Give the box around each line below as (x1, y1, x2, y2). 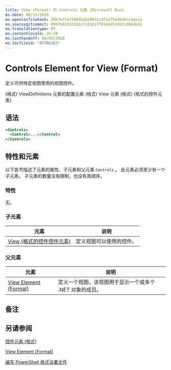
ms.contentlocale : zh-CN (5, 31, 58, 36)
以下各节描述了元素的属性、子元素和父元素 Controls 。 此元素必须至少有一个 (5, 166, 166, 173)
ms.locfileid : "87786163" (5, 41, 60, 46)
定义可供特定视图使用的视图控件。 (5, 80, 77, 86)
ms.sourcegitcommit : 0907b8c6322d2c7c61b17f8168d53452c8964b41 (5, 21, 142, 27)
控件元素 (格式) (5, 338, 37, 345)
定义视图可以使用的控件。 (75, 238, 137, 245)
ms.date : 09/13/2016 (5, 12, 49, 17)
